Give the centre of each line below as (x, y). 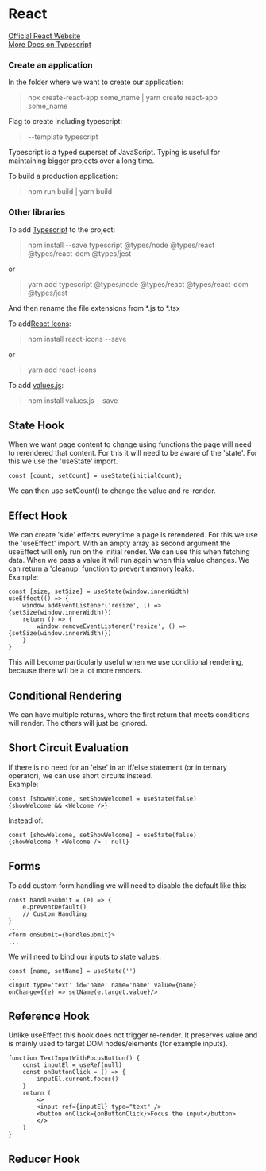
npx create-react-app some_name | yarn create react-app (123, 98)
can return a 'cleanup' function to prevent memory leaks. (101, 568)
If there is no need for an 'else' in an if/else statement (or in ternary (118, 767)
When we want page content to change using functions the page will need (130, 444)
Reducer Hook (44, 1159)
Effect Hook (38, 516)
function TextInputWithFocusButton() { (74, 1058)
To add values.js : (36, 385)
